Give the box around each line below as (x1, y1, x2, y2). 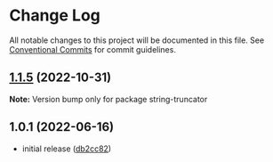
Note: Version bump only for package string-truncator (9, 93, 208, 104)
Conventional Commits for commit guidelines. (9, 44, 176, 54)
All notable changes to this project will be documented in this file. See (9, 35, 265, 45)
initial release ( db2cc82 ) (21, 143, 112, 154)
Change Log (9, 5, 100, 26)
